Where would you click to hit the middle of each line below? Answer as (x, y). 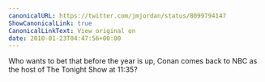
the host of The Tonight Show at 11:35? (73, 70)
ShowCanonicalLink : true (50, 23)
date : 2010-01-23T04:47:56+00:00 (65, 38)
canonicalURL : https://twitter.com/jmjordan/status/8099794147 (118, 16)
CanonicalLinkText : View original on (72, 31)
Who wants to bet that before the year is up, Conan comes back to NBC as (133, 61)
